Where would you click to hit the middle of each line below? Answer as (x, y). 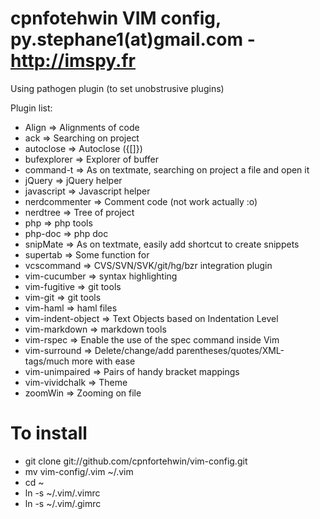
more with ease (103, 361)
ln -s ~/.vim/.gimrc (63, 503)
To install (49, 433)
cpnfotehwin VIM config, (116, 18)
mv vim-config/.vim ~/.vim (79, 471)
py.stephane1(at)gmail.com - (133, 39)
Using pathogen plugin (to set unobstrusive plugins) (117, 88)
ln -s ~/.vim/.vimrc (62, 493)
